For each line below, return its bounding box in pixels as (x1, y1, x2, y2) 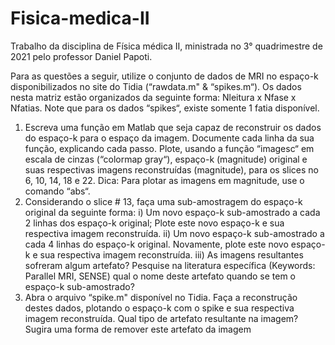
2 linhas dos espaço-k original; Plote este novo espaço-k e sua (24, 217, 285, 229)
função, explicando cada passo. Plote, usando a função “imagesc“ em (24, 142, 315, 154)
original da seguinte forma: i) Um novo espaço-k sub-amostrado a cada (24, 206, 321, 218)
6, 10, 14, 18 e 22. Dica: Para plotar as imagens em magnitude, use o (24, 174, 305, 186)
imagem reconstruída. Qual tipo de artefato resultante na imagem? (24, 312, 299, 324)
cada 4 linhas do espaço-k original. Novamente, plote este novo (24, 238, 289, 250)
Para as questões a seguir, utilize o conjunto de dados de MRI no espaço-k (10, 70, 319, 82)
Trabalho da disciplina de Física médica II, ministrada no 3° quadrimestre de (10, 40, 323, 52)
